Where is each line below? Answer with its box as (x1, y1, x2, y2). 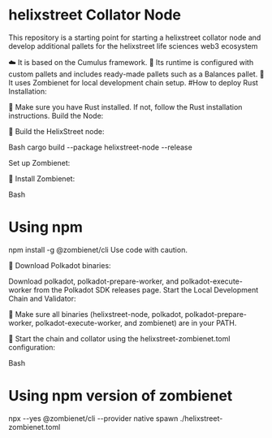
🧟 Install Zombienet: (8, 173, 76, 184)
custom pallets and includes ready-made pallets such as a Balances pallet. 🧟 (8, 69, 265, 79)
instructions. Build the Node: (8, 111, 104, 120)
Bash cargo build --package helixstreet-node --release (8, 142, 192, 152)
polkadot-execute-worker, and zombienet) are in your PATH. (35, 318, 237, 327)
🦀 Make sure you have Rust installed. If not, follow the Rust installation (8, 102, 243, 111)
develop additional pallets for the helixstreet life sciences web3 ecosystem (8, 41, 258, 50)
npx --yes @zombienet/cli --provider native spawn (8, 413, 179, 423)
